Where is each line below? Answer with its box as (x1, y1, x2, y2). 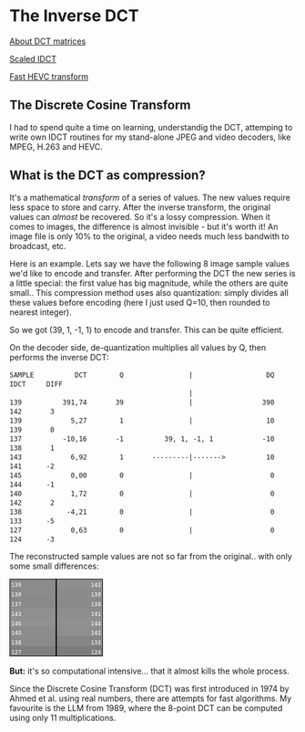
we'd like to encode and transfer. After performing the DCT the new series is (9, 267, 296, 278)
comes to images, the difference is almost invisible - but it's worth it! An (9, 221, 279, 232)
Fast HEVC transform (9, 70, 89, 82)
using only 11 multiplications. (9, 712, 117, 723)
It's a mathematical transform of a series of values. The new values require (9, 192, 291, 203)
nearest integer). (9, 307, 72, 318)
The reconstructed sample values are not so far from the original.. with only (9, 550, 293, 561)
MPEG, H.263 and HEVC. (9, 141, 103, 152)
